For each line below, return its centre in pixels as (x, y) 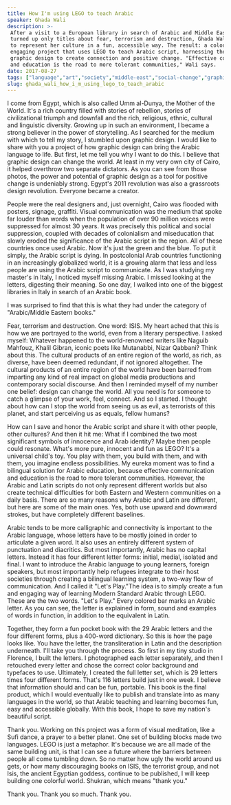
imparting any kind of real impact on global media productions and (101, 377)
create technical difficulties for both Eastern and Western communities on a (114, 493)
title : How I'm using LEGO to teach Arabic (70, 13)
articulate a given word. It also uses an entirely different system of (101, 542)
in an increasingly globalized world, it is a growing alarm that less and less (112, 263)
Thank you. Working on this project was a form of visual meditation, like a (111, 730)
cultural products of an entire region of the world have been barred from (109, 370)
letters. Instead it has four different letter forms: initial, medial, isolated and (112, 557)
